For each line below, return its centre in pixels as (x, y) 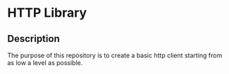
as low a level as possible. (45, 63)
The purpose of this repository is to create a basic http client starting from (115, 55)
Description (33, 39)
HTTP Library (47, 13)
